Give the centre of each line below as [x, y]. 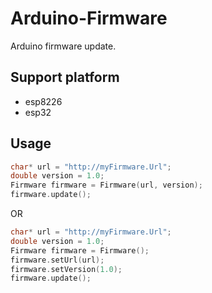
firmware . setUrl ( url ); [57, 260]
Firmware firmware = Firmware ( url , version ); [106, 185]
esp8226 [43, 101]
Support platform [65, 77]
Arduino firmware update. [63, 46]
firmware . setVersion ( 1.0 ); [66, 269]
